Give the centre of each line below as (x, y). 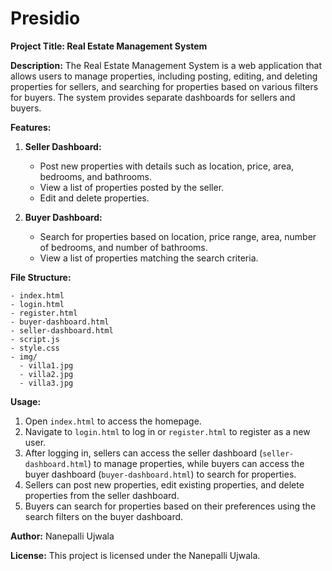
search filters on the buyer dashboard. (104, 516)
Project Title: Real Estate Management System (109, 46)
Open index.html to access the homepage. (113, 421)
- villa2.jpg (46, 374)
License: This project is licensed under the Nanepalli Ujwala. (135, 555)
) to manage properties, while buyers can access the (196, 463)
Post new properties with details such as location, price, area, (167, 166)
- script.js (35, 339)
